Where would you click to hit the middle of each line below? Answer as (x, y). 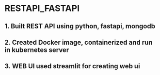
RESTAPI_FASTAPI (42, 8)
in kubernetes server (37, 50)
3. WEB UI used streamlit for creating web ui (72, 66)
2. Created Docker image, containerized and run (79, 42)
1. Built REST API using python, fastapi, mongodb (80, 26)
